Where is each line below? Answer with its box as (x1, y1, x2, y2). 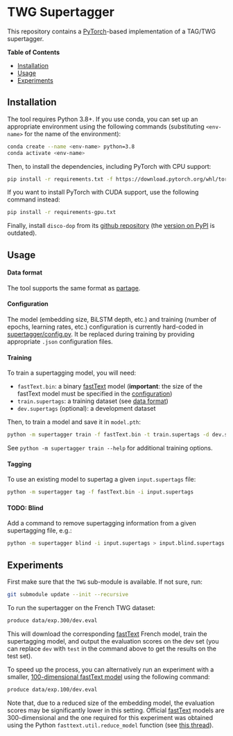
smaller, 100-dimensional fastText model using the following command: (7, 672, 210, 681)
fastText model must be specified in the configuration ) (17, 390, 173, 398)
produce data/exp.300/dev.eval (7, 616, 98, 624)
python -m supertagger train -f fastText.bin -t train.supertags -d (7, 432, 209, 439)
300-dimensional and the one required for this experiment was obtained (7, 713, 214, 721)
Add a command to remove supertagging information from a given (7, 519, 196, 528)
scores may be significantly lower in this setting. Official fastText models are (7, 706, 225, 714)
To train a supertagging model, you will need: (7, 369, 137, 377)
